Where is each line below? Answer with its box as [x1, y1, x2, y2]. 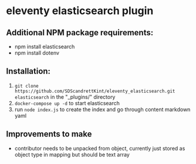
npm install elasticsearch [14, 43, 75, 50]
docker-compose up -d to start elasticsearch [14, 99, 120, 106]
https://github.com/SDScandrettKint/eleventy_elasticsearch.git [14, 88, 175, 94]
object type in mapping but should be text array [14, 151, 130, 158]
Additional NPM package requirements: [6, 28, 154, 38]
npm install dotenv [14, 49, 60, 56]
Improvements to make [6, 129, 92, 139]
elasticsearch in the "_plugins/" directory [14, 93, 116, 101]
